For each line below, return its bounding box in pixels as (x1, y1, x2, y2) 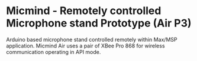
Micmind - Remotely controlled (6, 4, 162, 18)
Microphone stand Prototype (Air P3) (6, 16, 192, 30)
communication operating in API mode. (6, 48, 101, 55)
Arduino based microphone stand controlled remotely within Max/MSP (6, 36, 177, 43)
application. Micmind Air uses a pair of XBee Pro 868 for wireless (6, 42, 165, 49)
